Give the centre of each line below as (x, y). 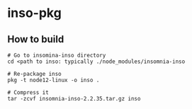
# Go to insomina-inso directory (57, 55)
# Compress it (28, 93)
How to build (36, 39)
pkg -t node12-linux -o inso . (53, 80)
